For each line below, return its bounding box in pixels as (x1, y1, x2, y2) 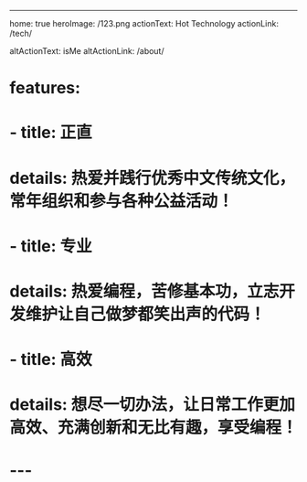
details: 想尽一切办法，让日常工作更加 (9, 394, 295, 415)
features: (9, 78, 80, 99)
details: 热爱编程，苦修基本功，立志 (9, 281, 280, 302)
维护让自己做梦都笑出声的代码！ (26, 304, 267, 325)
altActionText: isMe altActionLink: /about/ (9, 46, 164, 56)
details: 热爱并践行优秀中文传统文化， (9, 167, 295, 188)
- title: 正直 (9, 123, 93, 143)
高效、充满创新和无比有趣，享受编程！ (9, 417, 299, 438)
